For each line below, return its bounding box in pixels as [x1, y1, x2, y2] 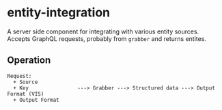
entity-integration [7, 5, 111, 20]
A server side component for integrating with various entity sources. [7, 27, 199, 36]
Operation [7, 55, 51, 66]
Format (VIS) [7, 90, 44, 97]
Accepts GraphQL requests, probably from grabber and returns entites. [7, 34, 207, 42]
